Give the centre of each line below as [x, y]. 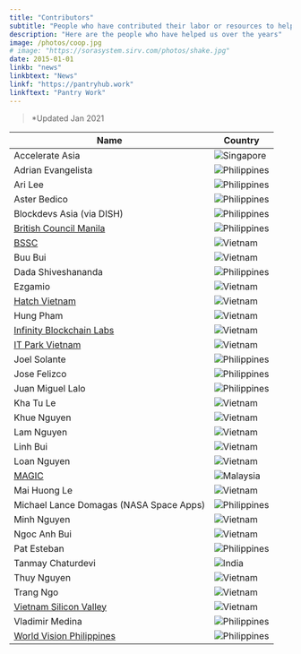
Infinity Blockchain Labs [64, 330]
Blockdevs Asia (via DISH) [69, 213]
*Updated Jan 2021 [68, 118]
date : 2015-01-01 [42, 59]
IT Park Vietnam [47, 344]
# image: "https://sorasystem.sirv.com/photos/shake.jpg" [120, 51]
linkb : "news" [36, 68]
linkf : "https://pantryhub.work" [72, 84]
